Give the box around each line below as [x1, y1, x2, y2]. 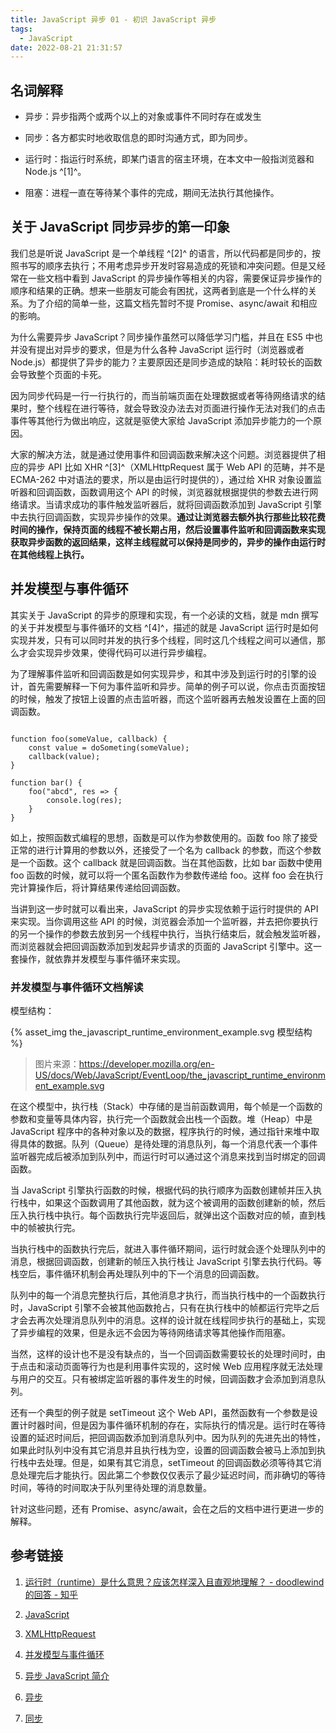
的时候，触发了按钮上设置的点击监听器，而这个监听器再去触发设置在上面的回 [10, 692, 326, 705]
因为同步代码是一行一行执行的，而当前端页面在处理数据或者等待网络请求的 [10, 389, 317, 401]
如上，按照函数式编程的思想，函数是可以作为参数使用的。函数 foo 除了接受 [10, 831, 318, 843]
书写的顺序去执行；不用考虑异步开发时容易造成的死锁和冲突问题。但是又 [18, 259, 317, 271]
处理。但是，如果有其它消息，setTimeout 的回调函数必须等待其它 [44, 1456, 313, 1468]
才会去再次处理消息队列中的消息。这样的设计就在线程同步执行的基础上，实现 [10, 1314, 326, 1326]
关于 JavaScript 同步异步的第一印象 [10, 219, 231, 236]
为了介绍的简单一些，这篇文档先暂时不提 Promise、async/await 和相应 [27, 297, 318, 309]
